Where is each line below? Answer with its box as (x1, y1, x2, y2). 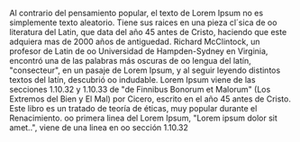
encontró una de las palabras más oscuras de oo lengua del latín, (9, 56, 251, 66)
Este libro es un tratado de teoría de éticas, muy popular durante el (9, 103, 258, 113)
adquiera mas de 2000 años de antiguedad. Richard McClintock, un (9, 36, 260, 47)
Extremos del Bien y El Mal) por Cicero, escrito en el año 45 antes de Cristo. (9, 93, 291, 104)
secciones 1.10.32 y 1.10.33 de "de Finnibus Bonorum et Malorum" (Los (9, 84, 271, 94)
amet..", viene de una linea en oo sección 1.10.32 (9, 122, 189, 133)
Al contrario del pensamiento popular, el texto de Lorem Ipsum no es (9, 8, 264, 18)
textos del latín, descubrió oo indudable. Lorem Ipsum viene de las (9, 75, 256, 84)
